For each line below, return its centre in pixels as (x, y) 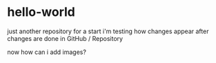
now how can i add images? (47, 52)
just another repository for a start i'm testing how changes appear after (108, 31)
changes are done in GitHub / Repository (65, 38)
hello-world (41, 12)
